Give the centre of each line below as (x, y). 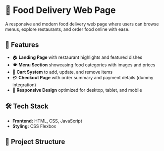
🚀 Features (22, 45)
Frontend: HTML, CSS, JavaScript (47, 121)
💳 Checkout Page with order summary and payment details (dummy (83, 77)
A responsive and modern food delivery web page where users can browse (82, 24)
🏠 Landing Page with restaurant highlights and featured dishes (77, 57)
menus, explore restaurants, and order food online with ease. (67, 29)
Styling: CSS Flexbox (34, 126)
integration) (24, 85)
